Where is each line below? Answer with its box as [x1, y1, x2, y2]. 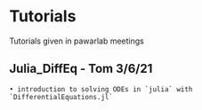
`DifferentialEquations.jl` [9, 92, 114, 101]
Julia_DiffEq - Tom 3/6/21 [9, 61, 153, 76]
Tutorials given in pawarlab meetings [9, 35, 144, 46]
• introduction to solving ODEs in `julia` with [9, 84, 193, 94]
